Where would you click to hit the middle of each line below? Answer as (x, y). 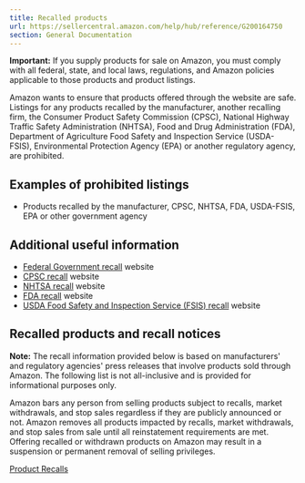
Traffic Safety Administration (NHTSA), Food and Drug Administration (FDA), (152, 127)
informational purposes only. (63, 385)
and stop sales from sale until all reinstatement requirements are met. (139, 432)
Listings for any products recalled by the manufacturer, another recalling (145, 108)
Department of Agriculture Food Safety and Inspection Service (127, 137)
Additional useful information (94, 245)
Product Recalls (39, 468)
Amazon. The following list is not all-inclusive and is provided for (131, 375)
